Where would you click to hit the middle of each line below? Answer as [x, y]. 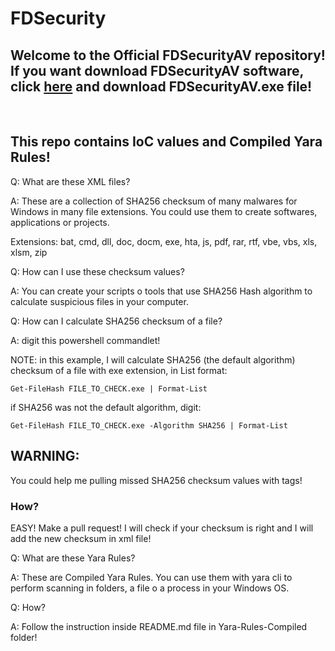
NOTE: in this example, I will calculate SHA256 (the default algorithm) [153, 359]
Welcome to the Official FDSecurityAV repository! [168, 55]
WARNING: [45, 456]
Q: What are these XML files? [70, 181]
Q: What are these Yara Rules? [73, 558]
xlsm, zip [29, 252]
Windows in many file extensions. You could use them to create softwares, [164, 211]
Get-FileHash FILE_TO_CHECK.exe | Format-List [109, 388]
